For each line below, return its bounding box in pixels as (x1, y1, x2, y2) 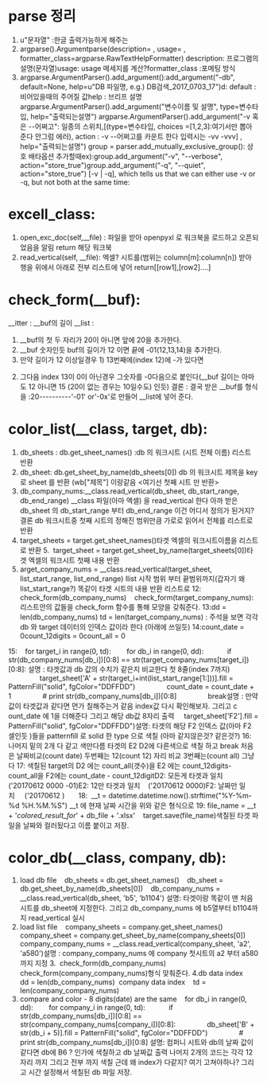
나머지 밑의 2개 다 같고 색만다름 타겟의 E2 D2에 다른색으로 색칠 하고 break (8, 741, 239, 751)
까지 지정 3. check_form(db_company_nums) (19, 958, 167, 968)
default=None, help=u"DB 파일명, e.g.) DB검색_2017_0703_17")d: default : (19, 81, 257, 92)
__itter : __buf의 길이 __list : (8, 318, 95, 327)
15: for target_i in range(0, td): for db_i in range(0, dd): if (8, 646, 232, 656)
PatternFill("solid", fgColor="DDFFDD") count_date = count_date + (8, 681, 254, 691)
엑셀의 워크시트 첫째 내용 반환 (28, 555, 120, 565)
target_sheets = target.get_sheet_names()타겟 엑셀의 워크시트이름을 (19, 535, 238, 545)
